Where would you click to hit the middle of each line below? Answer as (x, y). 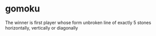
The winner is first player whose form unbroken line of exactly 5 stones (78, 22)
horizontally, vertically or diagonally (42, 27)
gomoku (23, 9)
